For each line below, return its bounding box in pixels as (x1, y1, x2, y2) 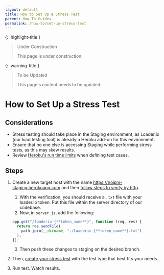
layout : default (5, 7, 38, 12)
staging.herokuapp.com (12, 185, 61, 191)
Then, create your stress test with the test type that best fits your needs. (12, 256, 158, 262)
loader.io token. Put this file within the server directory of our (19, 200, 142, 205)
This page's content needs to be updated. (17, 82, 102, 88)
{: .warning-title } (5, 63, 40, 69)
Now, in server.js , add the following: (19, 210, 94, 216)
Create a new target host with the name (12, 179, 92, 185)
